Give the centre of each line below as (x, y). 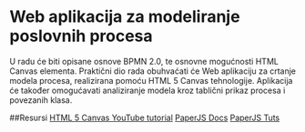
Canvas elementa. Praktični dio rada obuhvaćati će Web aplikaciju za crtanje (153, 71)
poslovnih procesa (81, 36)
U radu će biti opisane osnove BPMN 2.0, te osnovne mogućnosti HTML (144, 61)
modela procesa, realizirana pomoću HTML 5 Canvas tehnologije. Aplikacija (151, 80)
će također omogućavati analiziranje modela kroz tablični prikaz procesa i (147, 90)
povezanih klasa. (41, 100)
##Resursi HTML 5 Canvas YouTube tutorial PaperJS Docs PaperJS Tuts (145, 117)
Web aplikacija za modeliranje (125, 17)
